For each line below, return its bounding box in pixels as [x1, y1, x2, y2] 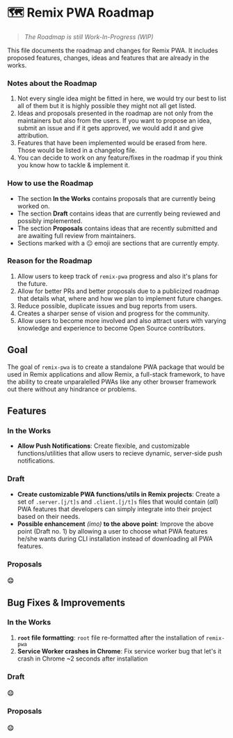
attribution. [17, 131, 49, 140]
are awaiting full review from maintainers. [17, 231, 136, 240]
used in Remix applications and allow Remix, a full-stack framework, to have [7, 370, 225, 378]
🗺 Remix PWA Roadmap [7, 5, 154, 21]
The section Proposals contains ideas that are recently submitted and [17, 224, 218, 232]
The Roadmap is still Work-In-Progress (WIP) [24, 32, 154, 41]
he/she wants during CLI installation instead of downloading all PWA [17, 534, 214, 543]
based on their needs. [17, 512, 81, 520]
